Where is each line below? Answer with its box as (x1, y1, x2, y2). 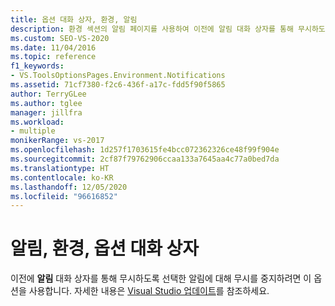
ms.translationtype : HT (10, 163, 110, 173)
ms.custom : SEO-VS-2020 (10, 33, 110, 43)
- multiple (10, 126, 56, 136)
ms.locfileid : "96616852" (10, 191, 118, 201)
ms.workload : (10, 117, 65, 127)
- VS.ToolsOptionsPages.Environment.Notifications (10, 71, 226, 81)
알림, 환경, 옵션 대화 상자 (10, 237, 200, 260)
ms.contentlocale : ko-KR (10, 172, 114, 183)
